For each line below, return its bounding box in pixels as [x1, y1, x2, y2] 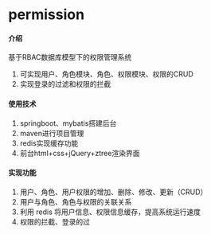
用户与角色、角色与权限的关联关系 [19, 197, 132, 206]
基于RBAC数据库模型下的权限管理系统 [8, 53, 132, 62]
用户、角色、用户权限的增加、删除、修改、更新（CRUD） [19, 187, 208, 197]
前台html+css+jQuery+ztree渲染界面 [19, 148, 140, 158]
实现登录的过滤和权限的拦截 [19, 80, 111, 89]
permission [8, 6, 85, 24]
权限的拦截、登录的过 [19, 216, 90, 226]
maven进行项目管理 [19, 128, 84, 138]
